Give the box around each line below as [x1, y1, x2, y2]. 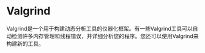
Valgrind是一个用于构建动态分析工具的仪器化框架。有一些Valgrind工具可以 [6, 25, 193, 32]
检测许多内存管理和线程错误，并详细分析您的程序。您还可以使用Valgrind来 [11, 32, 199, 40]
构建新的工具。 [6, 40, 44, 47]
